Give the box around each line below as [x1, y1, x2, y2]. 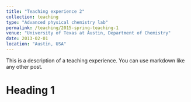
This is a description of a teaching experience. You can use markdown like [6, 57, 185, 64]
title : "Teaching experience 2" [6, 8, 85, 15]
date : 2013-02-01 [6, 36, 48, 41]
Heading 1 [6, 84, 55, 97]
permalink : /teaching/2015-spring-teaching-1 [6, 24, 119, 31]
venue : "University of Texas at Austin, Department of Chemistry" [6, 30, 171, 36]
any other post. [6, 63, 43, 70]
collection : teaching [6, 14, 59, 20]
